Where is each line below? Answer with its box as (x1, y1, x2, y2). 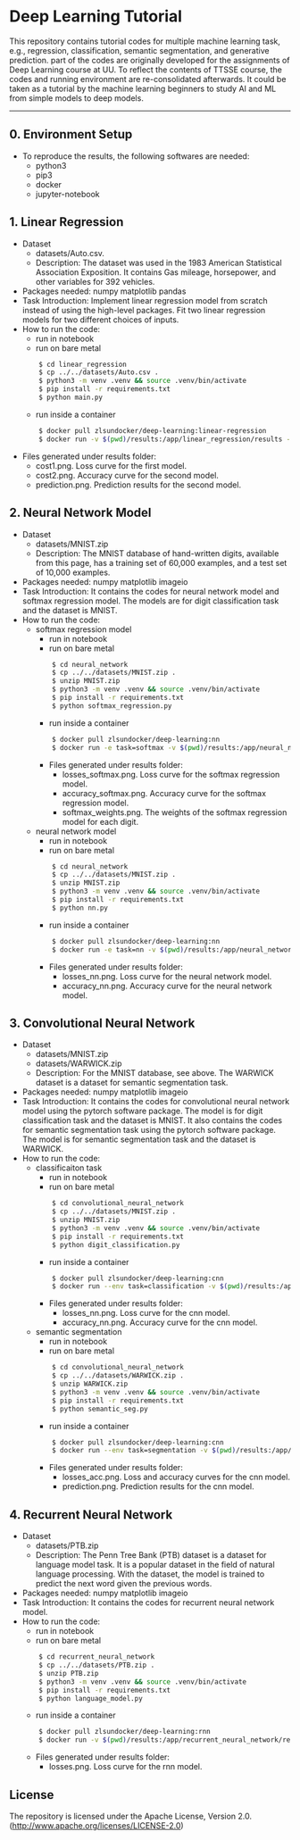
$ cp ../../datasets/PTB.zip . (38, 1661, 155, 1669)
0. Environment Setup (9, 127, 133, 142)
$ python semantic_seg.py (52, 1404, 149, 1413)
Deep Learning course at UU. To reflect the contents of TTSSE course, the (9, 64, 283, 75)
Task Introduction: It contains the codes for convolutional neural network (21, 1096, 290, 1107)
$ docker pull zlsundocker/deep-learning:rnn (38, 1728, 212, 1736)
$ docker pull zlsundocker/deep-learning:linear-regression (38, 426, 267, 435)
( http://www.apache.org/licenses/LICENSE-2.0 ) (9, 1819, 185, 1831)
